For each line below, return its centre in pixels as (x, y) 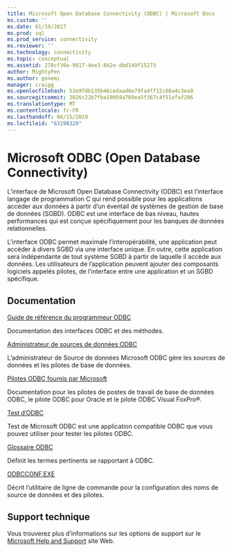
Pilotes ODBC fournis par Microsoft (57, 378)
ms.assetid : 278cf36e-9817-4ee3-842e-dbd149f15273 (82, 65)
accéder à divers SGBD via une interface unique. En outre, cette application (115, 249)
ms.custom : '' (28, 20)
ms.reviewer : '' (30, 46)
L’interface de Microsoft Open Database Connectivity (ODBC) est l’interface (115, 192)
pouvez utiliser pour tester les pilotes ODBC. (70, 434)
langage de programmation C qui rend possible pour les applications (105, 199)
